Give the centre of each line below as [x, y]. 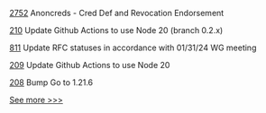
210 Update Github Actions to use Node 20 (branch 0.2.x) [116, 30]
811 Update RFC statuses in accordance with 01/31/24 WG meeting [133, 48]
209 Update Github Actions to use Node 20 [90, 65]
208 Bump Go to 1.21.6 [51, 83]
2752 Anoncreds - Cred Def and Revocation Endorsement [117, 13]
